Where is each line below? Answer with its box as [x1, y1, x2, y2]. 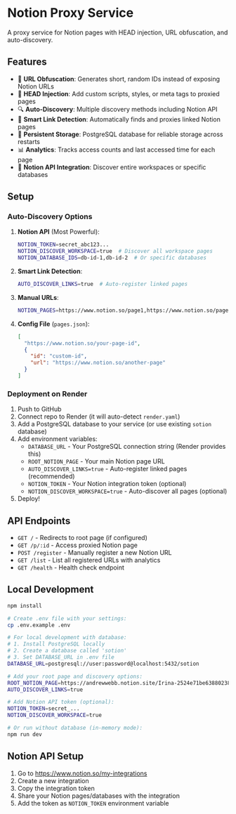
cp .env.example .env [7, 622, 71, 629]
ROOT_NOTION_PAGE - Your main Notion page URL [27, 457, 165, 466]
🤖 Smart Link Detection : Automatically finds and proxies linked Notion [17, 114, 221, 124]
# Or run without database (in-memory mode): [7, 725, 143, 732]
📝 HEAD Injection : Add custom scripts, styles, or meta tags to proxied [17, 89, 220, 98]
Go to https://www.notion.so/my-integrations [17, 769, 147, 777]
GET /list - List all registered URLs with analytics [17, 556, 161, 565]
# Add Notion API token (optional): [7, 699, 114, 706]
